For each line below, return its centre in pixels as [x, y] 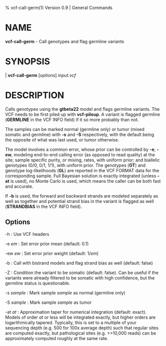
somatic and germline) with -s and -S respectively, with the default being [80, 135]
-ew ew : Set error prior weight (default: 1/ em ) [52, 253]
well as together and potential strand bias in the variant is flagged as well [80, 201]
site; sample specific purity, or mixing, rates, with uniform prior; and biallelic [83, 160]
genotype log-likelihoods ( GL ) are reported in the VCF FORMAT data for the [82, 170]
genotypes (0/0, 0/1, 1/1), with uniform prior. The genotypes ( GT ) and [76, 165]
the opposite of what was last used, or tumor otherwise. [62, 139]
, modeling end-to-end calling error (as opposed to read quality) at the [83, 154]
